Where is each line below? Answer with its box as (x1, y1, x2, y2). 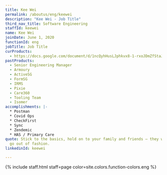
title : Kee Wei (5, 7, 37, 12)
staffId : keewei (5, 26, 39, 31)
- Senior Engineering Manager (9, 63, 72, 68)
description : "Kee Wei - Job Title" (5, 16, 81, 21)
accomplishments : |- (5, 104, 48, 109)
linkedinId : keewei (5, 146, 46, 151)
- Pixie (9, 86, 26, 91)
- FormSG (9, 77, 28, 82)
